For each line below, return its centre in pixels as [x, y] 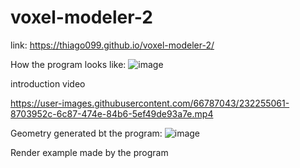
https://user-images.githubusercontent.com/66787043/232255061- [150, 103]
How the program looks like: [68, 64]
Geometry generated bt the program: [86, 133]
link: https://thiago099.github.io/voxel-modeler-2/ [112, 45]
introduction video [48, 83]
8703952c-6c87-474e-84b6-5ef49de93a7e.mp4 [112, 113]
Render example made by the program [89, 152]
